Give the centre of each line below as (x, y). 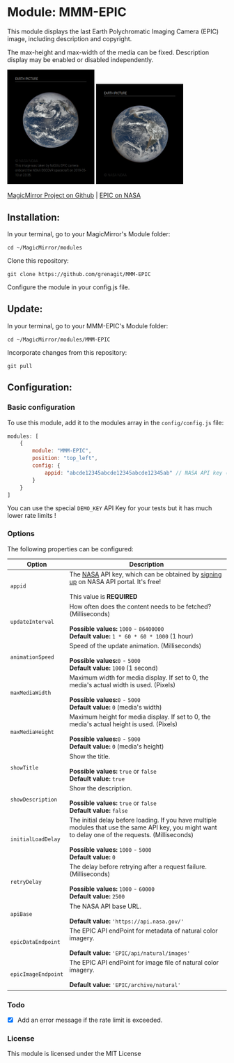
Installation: (34, 217)
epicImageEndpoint (37, 974)
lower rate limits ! (32, 516)
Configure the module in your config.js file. (69, 287)
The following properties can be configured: (70, 549)
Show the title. (89, 756)
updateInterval (32, 622)
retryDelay (26, 882)
